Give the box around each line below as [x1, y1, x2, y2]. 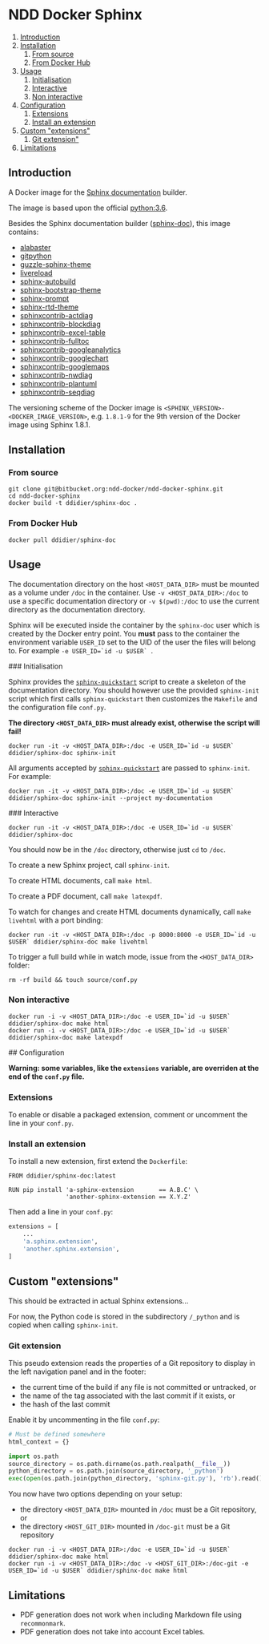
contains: [8, 227, 39, 236]
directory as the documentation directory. [8, 604, 146, 614]
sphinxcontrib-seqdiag [19, 387, 95, 397]
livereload [19, 268, 53, 277]
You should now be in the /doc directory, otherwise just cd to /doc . [8, 844, 227, 854]
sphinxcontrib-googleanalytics [19, 345, 122, 354]
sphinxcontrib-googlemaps [19, 362, 110, 371]
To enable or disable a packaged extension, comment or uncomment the [8, 1110, 248, 1120]
